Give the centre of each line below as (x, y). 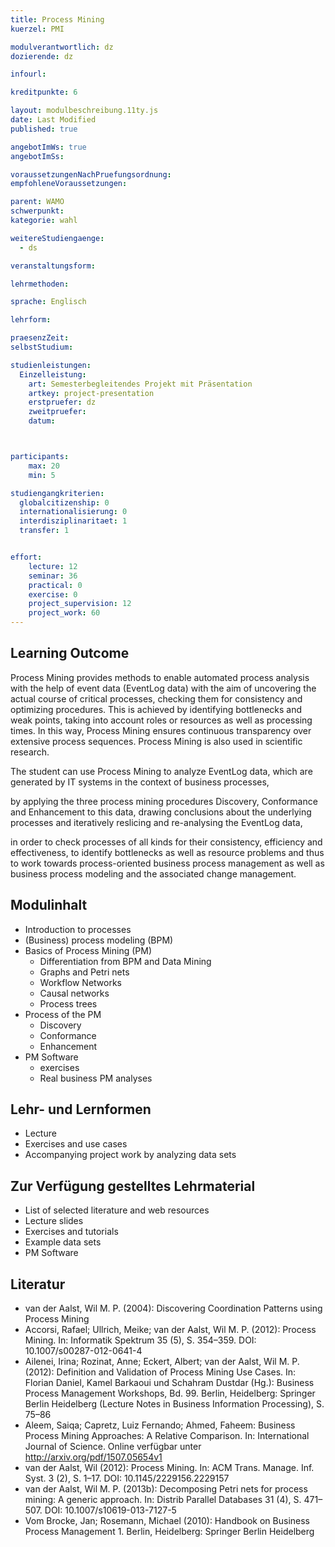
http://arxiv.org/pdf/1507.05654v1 (93, 1457)
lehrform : (31, 320)
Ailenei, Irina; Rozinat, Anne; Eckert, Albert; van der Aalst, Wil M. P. (162, 1362)
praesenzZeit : (40, 338)
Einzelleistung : (53, 374)
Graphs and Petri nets (84, 972)
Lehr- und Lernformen (81, 1109)
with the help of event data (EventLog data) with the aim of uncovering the (163, 688)
